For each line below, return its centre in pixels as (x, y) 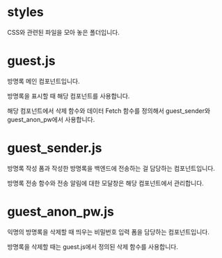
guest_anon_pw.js (61, 212)
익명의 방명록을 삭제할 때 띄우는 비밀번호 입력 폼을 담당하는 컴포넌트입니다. (109, 232)
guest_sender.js (55, 148)
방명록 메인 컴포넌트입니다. (43, 81)
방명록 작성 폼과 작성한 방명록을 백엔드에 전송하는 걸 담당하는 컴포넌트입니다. (111, 168)
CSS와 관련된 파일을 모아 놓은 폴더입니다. (63, 32)
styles (25, 12)
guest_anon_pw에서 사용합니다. (51, 119)
